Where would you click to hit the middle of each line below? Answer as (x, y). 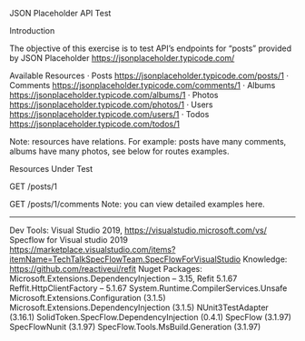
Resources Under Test (51, 169)
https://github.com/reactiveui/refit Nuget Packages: (106, 269)
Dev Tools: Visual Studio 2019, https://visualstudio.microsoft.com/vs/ (138, 230)
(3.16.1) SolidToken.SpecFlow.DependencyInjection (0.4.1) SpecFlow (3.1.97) (151, 317)
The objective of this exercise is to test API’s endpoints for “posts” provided (151, 48)
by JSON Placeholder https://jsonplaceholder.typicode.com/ (122, 58)
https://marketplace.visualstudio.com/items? (93, 250)
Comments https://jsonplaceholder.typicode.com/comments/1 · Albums (143, 85)
